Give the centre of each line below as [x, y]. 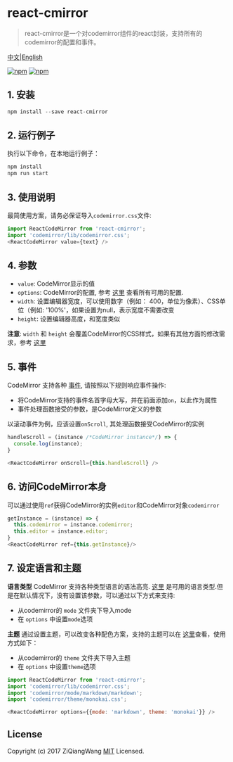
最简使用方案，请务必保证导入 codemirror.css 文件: [80, 215]
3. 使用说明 [31, 197]
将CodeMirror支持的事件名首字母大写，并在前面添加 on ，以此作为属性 [117, 400]
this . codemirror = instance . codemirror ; [73, 525]
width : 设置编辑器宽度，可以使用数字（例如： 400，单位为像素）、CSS [118, 301]
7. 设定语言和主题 [44, 568]
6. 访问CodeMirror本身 [57, 487]
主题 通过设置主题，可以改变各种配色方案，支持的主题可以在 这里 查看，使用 [116, 634]
